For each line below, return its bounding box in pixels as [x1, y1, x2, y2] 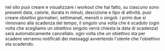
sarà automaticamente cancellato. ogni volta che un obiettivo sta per [5, 31, 146, 36]
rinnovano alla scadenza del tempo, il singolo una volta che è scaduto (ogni [5, 20, 160, 26]
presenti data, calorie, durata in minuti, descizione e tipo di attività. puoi [5, 9, 152, 15]
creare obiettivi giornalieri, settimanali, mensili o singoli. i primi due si [5, 15, 146, 20]
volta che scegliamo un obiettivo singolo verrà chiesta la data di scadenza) [5, 25, 159, 31]
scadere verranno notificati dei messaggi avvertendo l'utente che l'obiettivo [5, 36, 160, 42]
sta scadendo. [5, 41, 35, 47]
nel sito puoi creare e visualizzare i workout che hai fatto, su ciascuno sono [5, 4, 159, 10]
